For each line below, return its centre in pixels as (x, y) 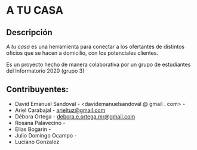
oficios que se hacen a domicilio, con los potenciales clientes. (82, 53)
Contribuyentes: (37, 90)
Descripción (29, 32)
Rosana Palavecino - (40, 123)
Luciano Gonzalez (37, 142)
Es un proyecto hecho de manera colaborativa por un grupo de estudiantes (98, 64)
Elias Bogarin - (33, 129)
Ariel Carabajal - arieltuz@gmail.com (60, 110)
